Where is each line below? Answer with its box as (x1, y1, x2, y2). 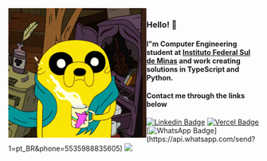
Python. (146, 73, 174, 82)
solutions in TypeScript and (146, 64, 240, 74)
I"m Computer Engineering (146, 39, 238, 49)
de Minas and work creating (146, 56, 241, 65)
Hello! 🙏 (146, 19, 178, 30)
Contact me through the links (146, 91, 245, 100)
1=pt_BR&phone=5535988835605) (8, 143, 124, 153)
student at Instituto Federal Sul (146, 47, 251, 57)
